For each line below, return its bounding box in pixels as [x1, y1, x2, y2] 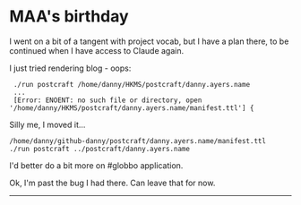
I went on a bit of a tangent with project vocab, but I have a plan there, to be [9, 36, 289, 47]
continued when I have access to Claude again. [9, 45, 185, 56]
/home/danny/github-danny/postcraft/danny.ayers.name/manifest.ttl [9, 136, 267, 145]
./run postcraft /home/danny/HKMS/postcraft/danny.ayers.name [13, 80, 251, 89]
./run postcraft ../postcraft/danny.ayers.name [9, 144, 191, 153]
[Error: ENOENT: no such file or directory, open [13, 96, 202, 105]
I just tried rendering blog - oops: [9, 63, 132, 73]
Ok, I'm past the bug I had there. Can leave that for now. [9, 177, 216, 188]
